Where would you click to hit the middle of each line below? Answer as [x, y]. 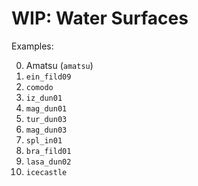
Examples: [32, 46]
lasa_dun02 [48, 162]
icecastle [46, 172]
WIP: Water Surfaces [100, 18]
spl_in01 [44, 140]
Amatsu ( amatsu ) [59, 65]
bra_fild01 [48, 151]
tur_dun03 [46, 119]
